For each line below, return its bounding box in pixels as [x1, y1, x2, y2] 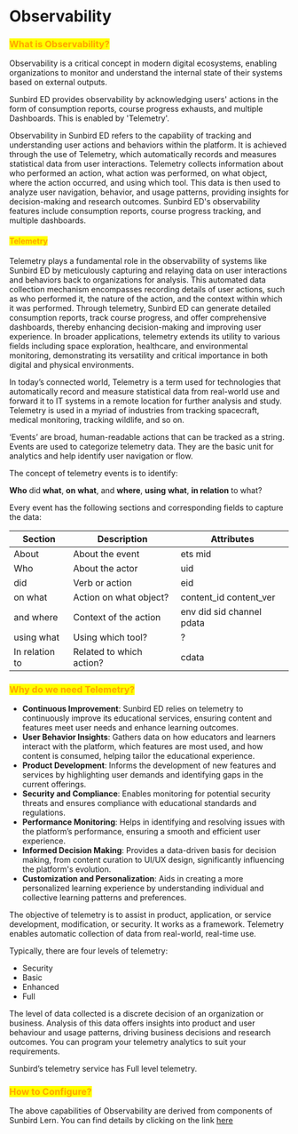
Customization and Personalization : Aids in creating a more [21, 873, 244, 883]
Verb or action [73, 576, 133, 588]
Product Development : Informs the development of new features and [21, 760, 277, 771]
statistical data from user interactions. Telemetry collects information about [9, 158, 284, 170]
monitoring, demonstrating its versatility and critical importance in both [9, 349, 269, 361]
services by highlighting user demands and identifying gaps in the [21, 769, 263, 779]
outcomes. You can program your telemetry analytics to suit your [9, 1036, 247, 1047]
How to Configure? [9, 1085, 92, 1098]
